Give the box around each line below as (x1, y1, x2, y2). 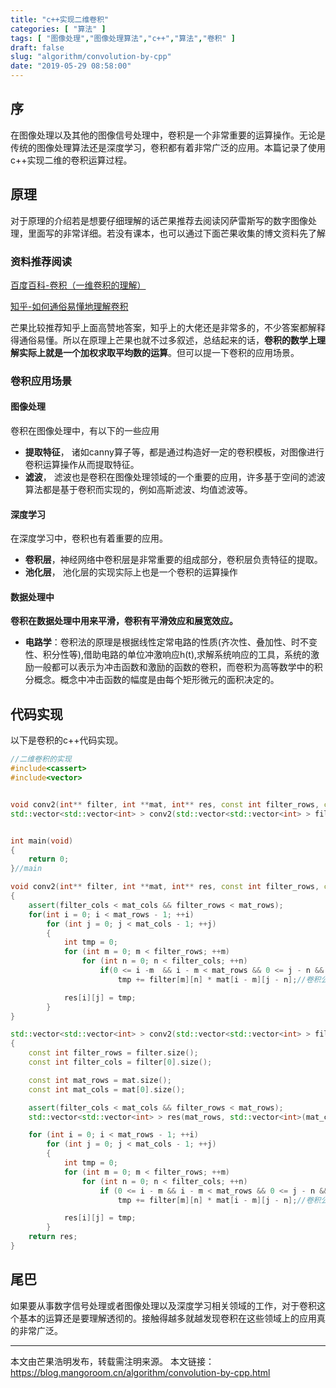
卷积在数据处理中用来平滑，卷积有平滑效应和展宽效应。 (10, 615, 238, 627)
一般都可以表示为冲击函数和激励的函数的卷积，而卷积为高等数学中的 (33, 661, 315, 673)
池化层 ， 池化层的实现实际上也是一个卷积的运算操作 (24, 566, 238, 578)
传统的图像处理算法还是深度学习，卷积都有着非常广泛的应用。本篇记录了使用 (10, 141, 326, 153)
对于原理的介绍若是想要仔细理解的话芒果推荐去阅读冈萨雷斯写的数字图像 (10, 214, 308, 226)
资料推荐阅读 (10, 254, 73, 268)
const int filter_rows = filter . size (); (28, 1048, 199, 1058)
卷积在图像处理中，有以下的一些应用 (10, 425, 160, 437)
